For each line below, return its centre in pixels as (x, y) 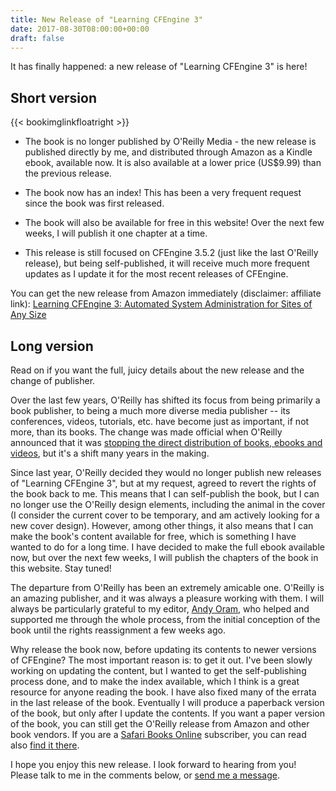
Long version (52, 346)
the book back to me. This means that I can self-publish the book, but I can (165, 494)
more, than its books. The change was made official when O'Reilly (146, 432)
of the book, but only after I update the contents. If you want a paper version (167, 713)
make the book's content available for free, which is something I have (153, 536)
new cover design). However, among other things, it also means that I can (162, 525)
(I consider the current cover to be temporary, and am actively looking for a (165, 515)
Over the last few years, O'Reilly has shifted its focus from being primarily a (165, 400)
